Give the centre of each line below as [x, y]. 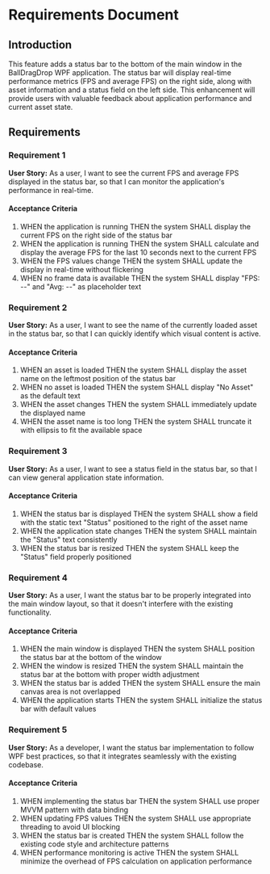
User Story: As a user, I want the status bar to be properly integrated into [130, 595]
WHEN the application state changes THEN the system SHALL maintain [138, 531]
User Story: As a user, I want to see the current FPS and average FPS [124, 173]
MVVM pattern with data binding [74, 809]
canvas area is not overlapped [70, 691]
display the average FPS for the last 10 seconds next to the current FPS [138, 252]
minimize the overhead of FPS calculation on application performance [136, 861]
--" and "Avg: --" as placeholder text [81, 286]
